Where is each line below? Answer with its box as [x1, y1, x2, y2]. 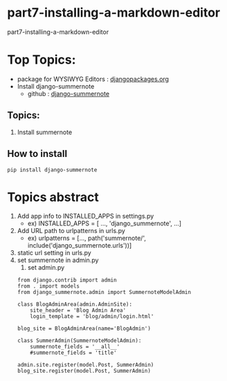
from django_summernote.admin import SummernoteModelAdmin [17, 289, 192, 296]
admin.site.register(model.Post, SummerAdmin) [17, 362, 154, 369]
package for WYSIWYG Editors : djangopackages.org [17, 75, 170, 83]
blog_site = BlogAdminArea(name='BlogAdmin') [17, 325, 151, 333]
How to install [7, 148, 68, 160]
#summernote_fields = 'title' [30, 349, 117, 357]
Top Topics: [7, 52, 76, 68]
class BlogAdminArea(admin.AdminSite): [17, 301, 133, 308]
